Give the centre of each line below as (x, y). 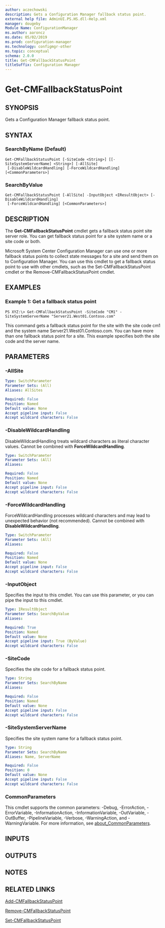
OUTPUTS (21, 855)
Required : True (21, 627)
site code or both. (23, 241)
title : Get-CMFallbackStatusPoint (41, 60)
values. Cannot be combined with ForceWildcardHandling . (65, 446)
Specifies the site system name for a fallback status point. (64, 738)
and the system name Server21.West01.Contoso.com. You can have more (79, 331)
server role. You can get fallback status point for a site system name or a (79, 236)
